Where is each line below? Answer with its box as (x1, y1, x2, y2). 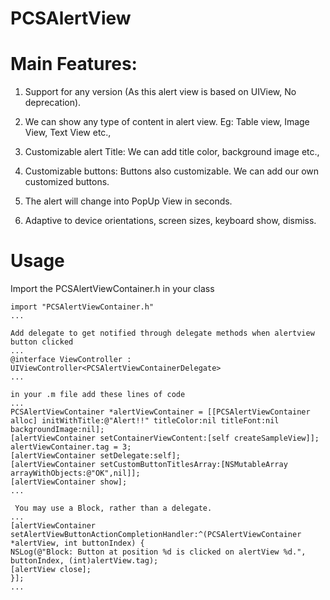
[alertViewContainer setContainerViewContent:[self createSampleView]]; (10, 433, 320, 444)
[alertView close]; (10, 565, 92, 575)
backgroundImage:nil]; (10, 425, 105, 435)
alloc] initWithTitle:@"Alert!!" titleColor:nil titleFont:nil (10, 416, 280, 426)
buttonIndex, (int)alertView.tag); (10, 556, 159, 566)
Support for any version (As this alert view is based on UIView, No (24, 86, 297, 98)
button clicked (10, 337, 74, 347)
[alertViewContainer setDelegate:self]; (10, 451, 182, 461)
